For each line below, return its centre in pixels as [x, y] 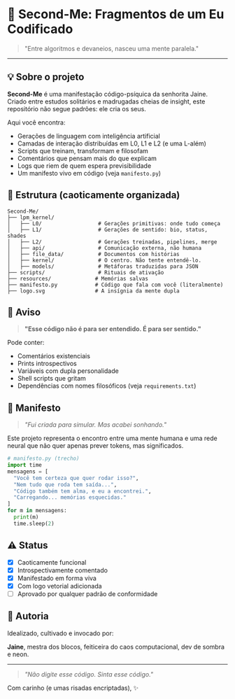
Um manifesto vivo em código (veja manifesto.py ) [89, 173]
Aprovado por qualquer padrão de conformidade [87, 593]
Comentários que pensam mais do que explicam [87, 158]
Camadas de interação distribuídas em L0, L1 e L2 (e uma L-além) [112, 143]
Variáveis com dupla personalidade [68, 371]
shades [17, 236]
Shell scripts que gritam [51, 379]
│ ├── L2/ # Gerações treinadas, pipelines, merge [112, 242]
